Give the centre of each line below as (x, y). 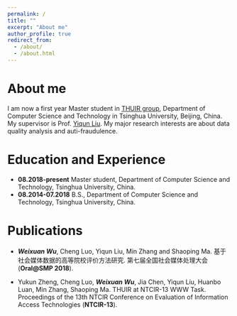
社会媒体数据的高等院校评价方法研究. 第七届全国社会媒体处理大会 (112, 260)
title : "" (22, 21)
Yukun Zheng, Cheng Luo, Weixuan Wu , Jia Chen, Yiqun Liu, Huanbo (119, 282)
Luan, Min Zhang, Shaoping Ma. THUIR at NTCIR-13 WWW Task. (112, 289)
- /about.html (34, 54)
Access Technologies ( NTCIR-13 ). (67, 304)
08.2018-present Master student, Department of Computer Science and (124, 179)
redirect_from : (30, 40)
